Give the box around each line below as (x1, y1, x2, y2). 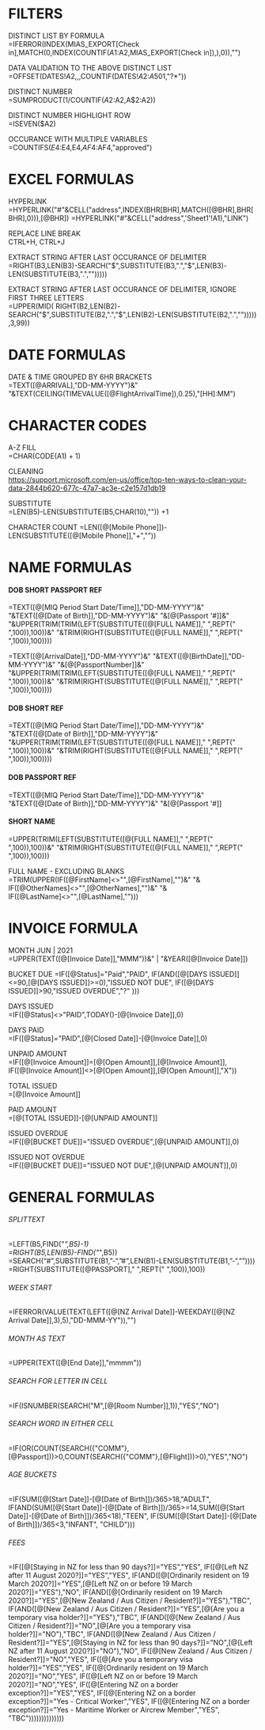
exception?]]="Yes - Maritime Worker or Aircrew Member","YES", (8, 1705, 220, 1715)
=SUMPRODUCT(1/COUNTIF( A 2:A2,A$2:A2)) (8, 95, 156, 104)
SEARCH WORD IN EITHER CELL (8, 1419, 115, 1429)
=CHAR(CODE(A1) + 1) (8, 451, 81, 460)
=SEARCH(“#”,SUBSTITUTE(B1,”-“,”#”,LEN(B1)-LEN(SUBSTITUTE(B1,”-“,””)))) (8, 1256, 256, 1266)
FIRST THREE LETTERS (8, 293, 85, 302)
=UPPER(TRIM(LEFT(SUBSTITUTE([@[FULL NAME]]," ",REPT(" (8, 834, 214, 843)
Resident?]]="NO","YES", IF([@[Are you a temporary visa (8, 1655, 194, 1664)
